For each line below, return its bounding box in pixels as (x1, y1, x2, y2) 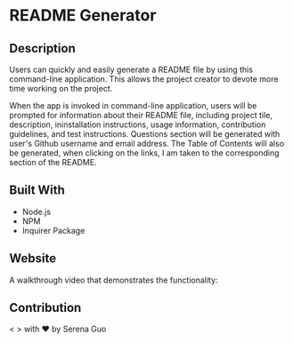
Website (9, 251, 56, 267)
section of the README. (9, 157, 97, 167)
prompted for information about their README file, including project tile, (9, 110, 273, 120)
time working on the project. (9, 84, 113, 93)
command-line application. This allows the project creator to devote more (9, 74, 279, 84)
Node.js (21, 206, 52, 217)
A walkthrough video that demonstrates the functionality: (9, 275, 218, 285)
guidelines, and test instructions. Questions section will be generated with (9, 129, 281, 139)
